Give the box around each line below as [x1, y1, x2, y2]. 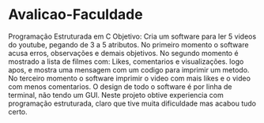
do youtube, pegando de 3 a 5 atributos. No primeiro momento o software [8, 39, 249, 49]
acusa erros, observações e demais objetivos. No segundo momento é [8, 48, 239, 58]
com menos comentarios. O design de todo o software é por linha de [8, 81, 232, 91]
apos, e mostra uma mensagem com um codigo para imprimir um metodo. [8, 65, 250, 74]
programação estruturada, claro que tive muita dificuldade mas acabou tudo [8, 99, 257, 108]
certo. [8, 106, 28, 116]
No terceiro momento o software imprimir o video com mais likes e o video [8, 73, 251, 83]
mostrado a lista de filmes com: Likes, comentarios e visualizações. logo [8, 57, 244, 66]
